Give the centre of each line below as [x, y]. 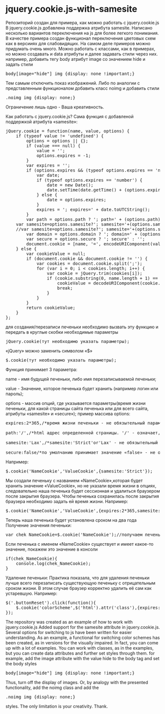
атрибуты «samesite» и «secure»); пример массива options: [68, 414]
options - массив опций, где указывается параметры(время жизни [76, 403]
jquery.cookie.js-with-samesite [71, 9]
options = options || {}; [57, 141]
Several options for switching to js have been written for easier [69, 632]
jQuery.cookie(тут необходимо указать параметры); [68, 341]
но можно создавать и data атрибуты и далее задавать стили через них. [82, 54]
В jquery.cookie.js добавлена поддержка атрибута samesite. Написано [79, 27]
